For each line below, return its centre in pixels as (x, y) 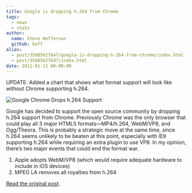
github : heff (27, 44)
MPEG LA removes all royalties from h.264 (65, 173)
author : (15, 33)
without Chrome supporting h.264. (48, 89)
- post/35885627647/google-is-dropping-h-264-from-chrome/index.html (97, 55)
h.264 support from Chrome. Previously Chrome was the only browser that (96, 118)
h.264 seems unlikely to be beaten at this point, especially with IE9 (86, 136)
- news (19, 22)
